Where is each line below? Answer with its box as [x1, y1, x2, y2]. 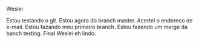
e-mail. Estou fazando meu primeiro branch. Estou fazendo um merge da [6, 24, 188, 30]
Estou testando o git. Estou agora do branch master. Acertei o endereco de [6, 17, 193, 24]
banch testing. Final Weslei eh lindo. [6, 30, 96, 37]
